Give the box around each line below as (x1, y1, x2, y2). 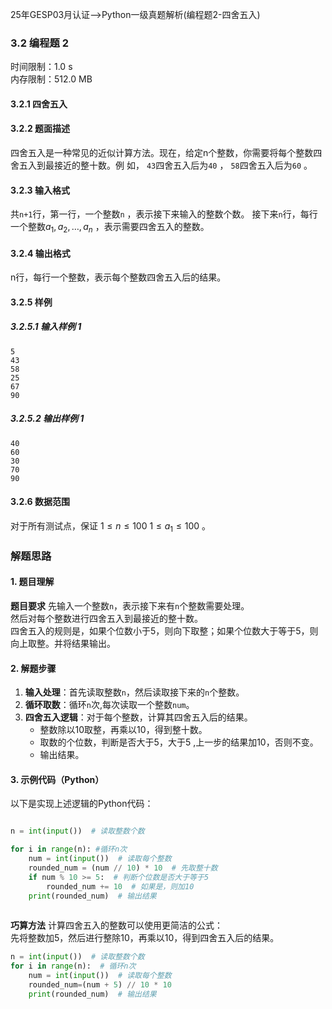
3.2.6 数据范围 (10, 496, 70, 508)
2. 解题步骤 (10, 662, 57, 674)
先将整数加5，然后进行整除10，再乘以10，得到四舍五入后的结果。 (10, 932, 280, 944)
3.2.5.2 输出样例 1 (10, 413, 85, 425)
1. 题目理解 (10, 576, 55, 588)
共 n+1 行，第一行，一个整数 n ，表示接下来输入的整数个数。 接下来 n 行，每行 (10, 208, 318, 220)
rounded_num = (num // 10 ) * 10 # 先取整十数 (28, 863, 218, 873)
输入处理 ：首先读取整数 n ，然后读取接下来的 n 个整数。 (24, 686, 245, 698)
